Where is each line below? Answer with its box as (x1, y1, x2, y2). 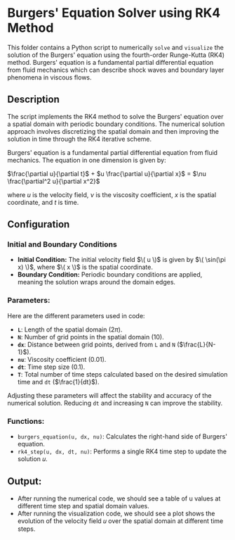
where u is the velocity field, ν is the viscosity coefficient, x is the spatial (7, 190, 217, 199)
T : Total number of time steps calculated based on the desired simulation (17, 370, 228, 378)
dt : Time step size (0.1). (17, 363, 86, 371)
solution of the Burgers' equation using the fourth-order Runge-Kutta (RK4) (7, 51, 225, 59)
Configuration (7, 218, 70, 230)
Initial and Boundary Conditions (7, 239, 117, 249)
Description (7, 94, 60, 106)
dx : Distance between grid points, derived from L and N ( (17, 340, 180, 349)
